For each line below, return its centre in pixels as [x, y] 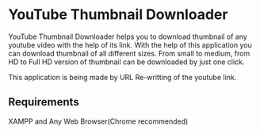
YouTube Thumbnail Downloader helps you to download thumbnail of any [128, 36]
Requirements [44, 102]
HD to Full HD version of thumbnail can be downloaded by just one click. [126, 62]
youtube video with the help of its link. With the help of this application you [130, 44]
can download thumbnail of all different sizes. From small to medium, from [129, 53]
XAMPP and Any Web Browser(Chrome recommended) [98, 121]
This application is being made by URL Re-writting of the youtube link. [122, 77]
